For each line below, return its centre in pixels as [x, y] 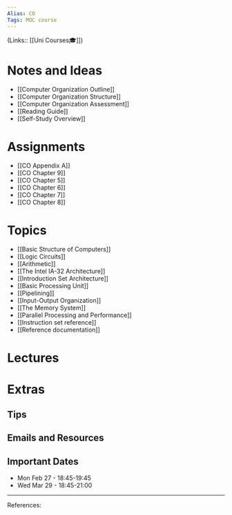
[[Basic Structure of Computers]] [64, 250]
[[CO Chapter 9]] [41, 173]
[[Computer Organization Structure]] [69, 97]
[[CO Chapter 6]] [41, 188]
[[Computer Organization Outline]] [66, 90]
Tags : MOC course [32, 20]
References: [24, 505]
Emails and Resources [56, 438]
